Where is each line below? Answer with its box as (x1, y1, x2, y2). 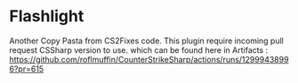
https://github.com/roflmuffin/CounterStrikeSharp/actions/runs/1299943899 (9, 54, 289, 64)
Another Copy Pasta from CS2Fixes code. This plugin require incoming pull (9, 35, 285, 46)
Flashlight (9, 6, 85, 26)
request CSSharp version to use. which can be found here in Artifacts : (9, 44, 269, 55)
